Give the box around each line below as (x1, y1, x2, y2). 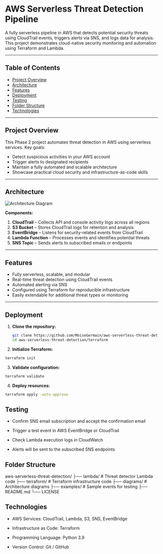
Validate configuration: (12, 364, 60, 370)
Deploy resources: (12, 382, 50, 389)
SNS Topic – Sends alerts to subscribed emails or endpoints (12, 240, 132, 246)
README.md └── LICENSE (5, 489, 60, 494)
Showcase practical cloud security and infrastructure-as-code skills (12, 169, 148, 175)
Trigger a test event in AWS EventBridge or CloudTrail (12, 428, 120, 434)
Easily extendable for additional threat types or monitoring (12, 292, 129, 298)
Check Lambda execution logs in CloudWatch (12, 437, 103, 443)
